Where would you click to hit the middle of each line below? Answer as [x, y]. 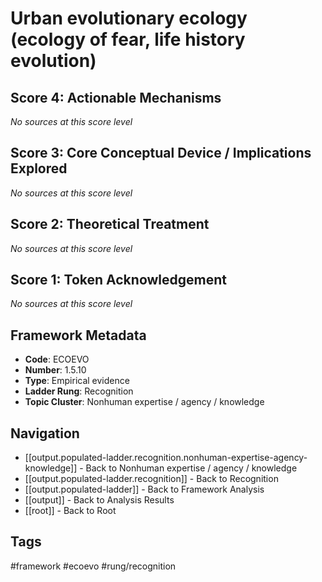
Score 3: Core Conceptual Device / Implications [161, 153]
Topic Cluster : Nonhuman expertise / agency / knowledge [144, 402]
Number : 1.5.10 [55, 370]
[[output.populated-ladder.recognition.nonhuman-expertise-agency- [166, 458]
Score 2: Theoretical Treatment [110, 224]
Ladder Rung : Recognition [79, 391]
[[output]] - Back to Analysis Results [99, 500]
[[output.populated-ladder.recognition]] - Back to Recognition [151, 479]
